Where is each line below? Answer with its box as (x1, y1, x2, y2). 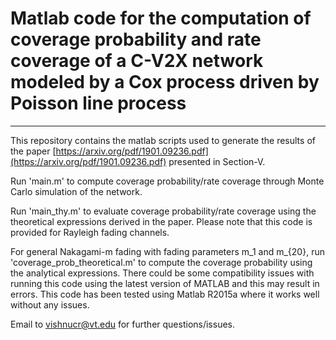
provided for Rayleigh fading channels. (10, 226, 170, 238)
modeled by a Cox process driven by (10, 71, 320, 94)
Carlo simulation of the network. (10, 185, 143, 197)
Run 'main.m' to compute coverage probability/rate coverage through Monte (10, 175, 325, 187)
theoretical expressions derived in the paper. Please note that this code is (10, 215, 313, 227)
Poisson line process (10, 92, 187, 115)
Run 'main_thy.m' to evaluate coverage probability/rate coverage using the (10, 205, 317, 217)
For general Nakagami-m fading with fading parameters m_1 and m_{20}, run (10, 245, 325, 257)
